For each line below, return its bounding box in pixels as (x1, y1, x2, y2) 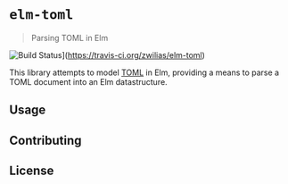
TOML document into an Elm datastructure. (9, 76, 168, 87)
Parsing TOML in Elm (30, 32, 109, 43)
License (9, 163, 54, 179)
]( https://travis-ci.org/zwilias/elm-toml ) (62, 49, 205, 60)
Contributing (9, 132, 82, 148)
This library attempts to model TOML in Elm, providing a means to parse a (9, 67, 279, 78)
